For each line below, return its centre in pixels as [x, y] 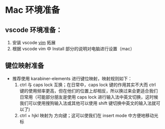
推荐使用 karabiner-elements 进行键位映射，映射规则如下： [72, 78]
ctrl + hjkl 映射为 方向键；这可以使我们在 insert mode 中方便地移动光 [89, 115]
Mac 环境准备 [33, 10]
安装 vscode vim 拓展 [34, 43]
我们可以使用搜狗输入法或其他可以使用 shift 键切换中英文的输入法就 [88, 103]
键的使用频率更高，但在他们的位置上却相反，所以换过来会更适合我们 [89, 91]
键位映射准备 [25, 66]
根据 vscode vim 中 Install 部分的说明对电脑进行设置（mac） [73, 49]
